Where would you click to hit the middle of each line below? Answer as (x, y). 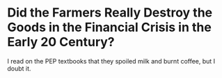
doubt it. (19, 68)
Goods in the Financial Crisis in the (110, 27)
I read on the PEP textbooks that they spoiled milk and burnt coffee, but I (111, 61)
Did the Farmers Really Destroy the (110, 13)
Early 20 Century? (61, 42)
